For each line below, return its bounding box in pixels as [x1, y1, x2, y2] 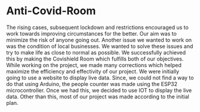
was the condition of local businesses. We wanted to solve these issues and [6, 43, 193, 50]
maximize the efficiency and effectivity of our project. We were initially [6, 68, 180, 75]
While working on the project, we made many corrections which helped [6, 61, 182, 69]
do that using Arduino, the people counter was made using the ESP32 [6, 80, 178, 87]
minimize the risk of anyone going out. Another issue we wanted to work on [6, 36, 192, 43]
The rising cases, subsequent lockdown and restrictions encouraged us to [6, 24, 189, 31]
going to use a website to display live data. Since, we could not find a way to [6, 74, 194, 81]
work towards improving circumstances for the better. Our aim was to [6, 30, 177, 37]
